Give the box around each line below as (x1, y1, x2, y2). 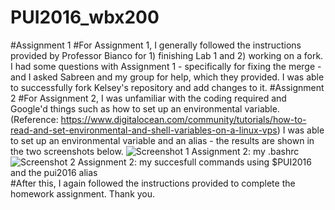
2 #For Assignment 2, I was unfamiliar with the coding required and (10, 92, 287, 104)
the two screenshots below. (10, 145, 124, 157)
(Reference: (10, 113, 59, 125)
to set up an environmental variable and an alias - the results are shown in (10, 134, 315, 146)
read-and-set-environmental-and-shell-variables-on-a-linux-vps (10, 124, 278, 136)
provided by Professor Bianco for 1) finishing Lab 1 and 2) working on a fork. (10, 49, 324, 61)
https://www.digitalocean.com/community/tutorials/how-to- (60, 113, 307, 125)
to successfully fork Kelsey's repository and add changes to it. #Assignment (10, 81, 325, 93)
